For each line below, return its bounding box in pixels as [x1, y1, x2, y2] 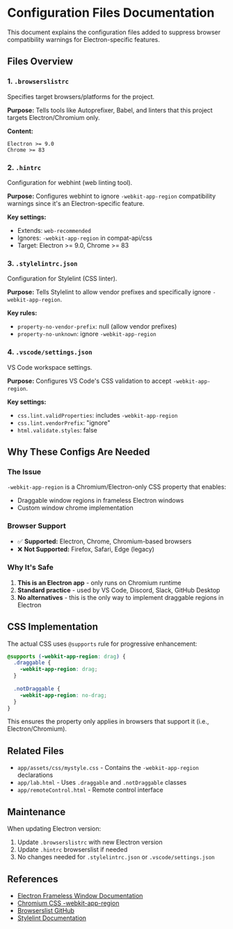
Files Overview [7, 56, 74, 68]
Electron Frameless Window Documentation [17, 891, 143, 900]
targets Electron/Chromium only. [7, 113, 100, 121]
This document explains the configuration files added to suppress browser [7, 28, 221, 36]
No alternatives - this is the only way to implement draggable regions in [17, 593, 224, 601]
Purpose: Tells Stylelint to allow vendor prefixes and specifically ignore [7, 288, 211, 296]
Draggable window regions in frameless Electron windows [17, 497, 184, 505]
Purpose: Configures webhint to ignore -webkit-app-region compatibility [7, 192, 216, 200]
